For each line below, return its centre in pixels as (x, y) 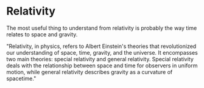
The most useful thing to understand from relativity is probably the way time (102, 28)
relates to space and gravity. (42, 34)
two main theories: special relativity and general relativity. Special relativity (100, 59)
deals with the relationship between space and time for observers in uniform (102, 66)
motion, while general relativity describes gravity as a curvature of (90, 72)
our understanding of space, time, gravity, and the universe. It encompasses (102, 52)
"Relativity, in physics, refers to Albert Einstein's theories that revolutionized (101, 46)
